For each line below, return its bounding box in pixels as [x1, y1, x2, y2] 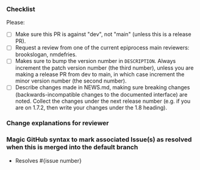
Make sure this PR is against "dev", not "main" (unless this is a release [15, 31, 191, 38]
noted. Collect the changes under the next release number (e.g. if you [15, 97, 191, 105]
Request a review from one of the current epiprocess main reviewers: [15, 44, 190, 51]
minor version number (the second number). [15, 77, 127, 84]
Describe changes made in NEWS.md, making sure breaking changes [15, 84, 190, 91]
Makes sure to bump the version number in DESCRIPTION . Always [15, 57, 176, 65]
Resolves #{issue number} [15, 157, 82, 164]
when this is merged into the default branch [6, 143, 138, 152]
